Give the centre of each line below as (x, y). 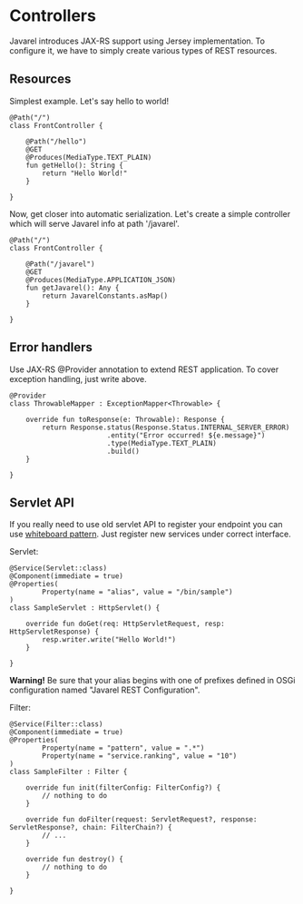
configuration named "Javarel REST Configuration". (105, 690)
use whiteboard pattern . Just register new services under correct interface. (151, 534)
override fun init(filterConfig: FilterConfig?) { (123, 788)
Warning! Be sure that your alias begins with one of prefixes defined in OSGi (152, 681)
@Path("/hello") (57, 142)
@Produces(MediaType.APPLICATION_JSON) (101, 280)
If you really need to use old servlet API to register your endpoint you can (146, 525)
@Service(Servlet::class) (58, 568)
